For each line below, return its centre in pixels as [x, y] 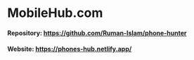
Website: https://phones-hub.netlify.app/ [70, 49]
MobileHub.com [55, 13]
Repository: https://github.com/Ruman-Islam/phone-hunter [97, 32]
